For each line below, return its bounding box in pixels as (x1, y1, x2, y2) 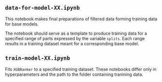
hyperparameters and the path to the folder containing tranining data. (5, 71, 144, 77)
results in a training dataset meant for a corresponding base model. (5, 41, 139, 46)
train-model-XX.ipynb (5, 55, 70, 62)
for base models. (5, 21, 39, 27)
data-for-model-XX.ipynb (5, 4, 80, 12)
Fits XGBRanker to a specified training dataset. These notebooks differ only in (5, 66, 157, 72)
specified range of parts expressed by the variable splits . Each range (5, 35, 145, 41)
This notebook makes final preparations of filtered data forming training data (5, 16, 158, 22)
